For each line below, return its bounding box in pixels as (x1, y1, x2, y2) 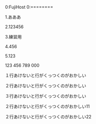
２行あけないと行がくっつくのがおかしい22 (5, 114, 92, 120)
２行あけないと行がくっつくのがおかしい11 (5, 104, 90, 109)
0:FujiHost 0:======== (5, 4, 54, 10)
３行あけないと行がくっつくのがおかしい (5, 93, 86, 99)
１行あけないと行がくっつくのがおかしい (5, 72, 86, 78)
